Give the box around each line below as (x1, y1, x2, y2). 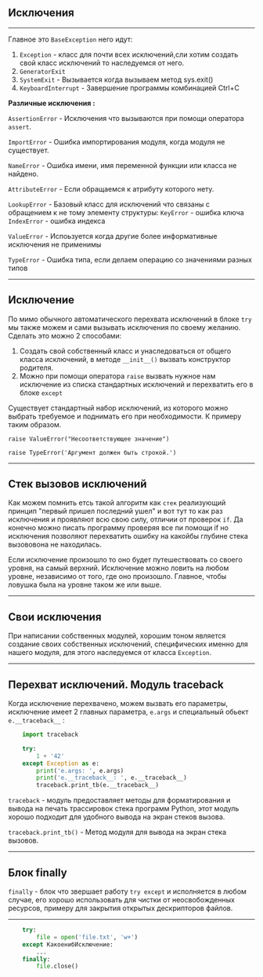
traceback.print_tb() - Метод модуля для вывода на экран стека (8, 828, 227, 837)
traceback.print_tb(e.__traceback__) (36, 781, 159, 789)
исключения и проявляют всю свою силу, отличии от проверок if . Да (8, 514, 244, 525)
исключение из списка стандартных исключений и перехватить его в (19, 379, 254, 389)
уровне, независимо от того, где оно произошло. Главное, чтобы (8, 572, 227, 581)
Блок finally (8, 865, 68, 879)
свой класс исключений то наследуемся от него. (19, 58, 185, 68)
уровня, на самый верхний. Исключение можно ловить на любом (8, 563, 229, 573)
